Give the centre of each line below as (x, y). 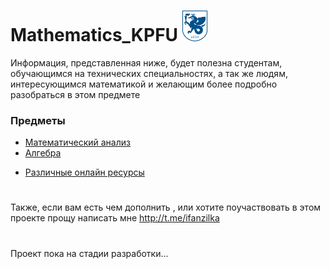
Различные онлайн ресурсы (84, 172)
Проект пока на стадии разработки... (89, 253)
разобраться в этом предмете (75, 94)
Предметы (38, 120)
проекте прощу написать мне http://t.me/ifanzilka (115, 218)
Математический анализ (77, 142)
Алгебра (43, 153)
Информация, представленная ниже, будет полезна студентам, (146, 62)
